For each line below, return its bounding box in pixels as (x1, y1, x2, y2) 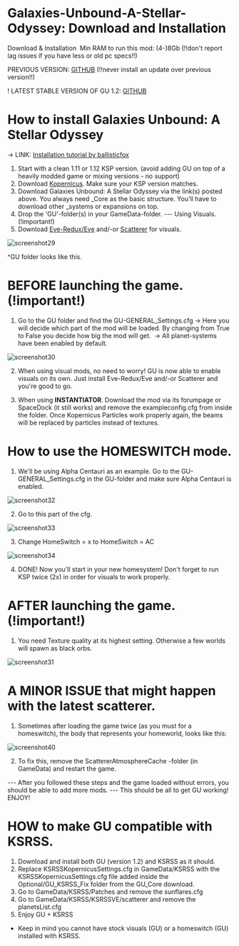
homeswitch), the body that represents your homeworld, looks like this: (17, 729, 227, 738)
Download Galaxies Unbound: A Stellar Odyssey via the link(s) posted (17, 187, 223, 195)
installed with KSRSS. (17, 931, 81, 940)
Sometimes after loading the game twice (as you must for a (17, 721, 192, 730)
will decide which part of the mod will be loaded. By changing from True (17, 323, 230, 332)
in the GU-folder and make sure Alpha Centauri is (86, 474, 232, 483)
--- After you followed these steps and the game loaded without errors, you (7, 778, 230, 786)
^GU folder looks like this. (7, 252, 82, 261)
